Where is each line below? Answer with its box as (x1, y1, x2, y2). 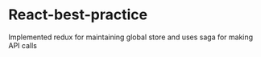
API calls (8, 40, 38, 50)
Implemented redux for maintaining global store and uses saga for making (8, 32, 254, 42)
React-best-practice (8, 6, 147, 24)
